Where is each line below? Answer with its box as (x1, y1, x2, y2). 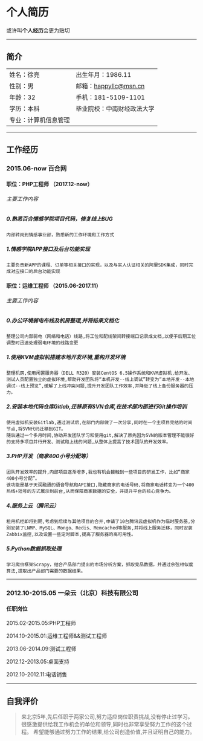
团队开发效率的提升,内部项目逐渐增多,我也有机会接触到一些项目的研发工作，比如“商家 (6, 469, 190, 475)
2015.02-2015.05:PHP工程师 (6, 620, 77, 627)
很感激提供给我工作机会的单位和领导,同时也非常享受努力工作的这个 (21, 720, 187, 728)
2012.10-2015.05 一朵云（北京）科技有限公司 (6, 589, 138, 597)
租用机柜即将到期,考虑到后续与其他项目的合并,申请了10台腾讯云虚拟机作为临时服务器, (6, 519, 191, 525)
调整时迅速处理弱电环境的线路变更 (6, 340, 79, 346)
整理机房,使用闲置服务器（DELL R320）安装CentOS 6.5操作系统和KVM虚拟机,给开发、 (6, 370, 193, 377)
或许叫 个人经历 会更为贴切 (6, 27, 70, 34)
